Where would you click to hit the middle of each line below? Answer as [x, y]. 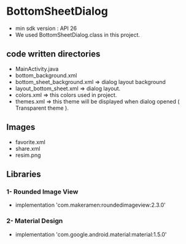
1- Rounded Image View [42, 191]
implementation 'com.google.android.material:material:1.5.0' [91, 234]
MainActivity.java [37, 69]
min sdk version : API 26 [46, 28]
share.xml [28, 148]
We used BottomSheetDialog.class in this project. [77, 34]
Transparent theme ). [42, 108]
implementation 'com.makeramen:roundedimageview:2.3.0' [90, 205]
